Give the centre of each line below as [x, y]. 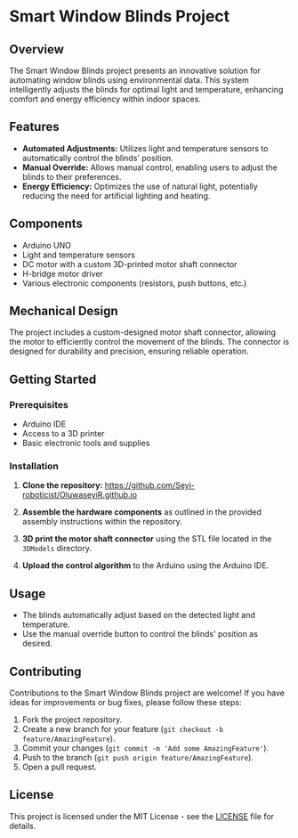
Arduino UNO [47, 245]
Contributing [45, 671]
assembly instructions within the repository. [102, 522]
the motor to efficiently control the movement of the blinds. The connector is [149, 342]
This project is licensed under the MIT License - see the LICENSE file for [141, 816]
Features [34, 127]
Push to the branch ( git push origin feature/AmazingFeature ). [137, 758]
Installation [34, 467]
